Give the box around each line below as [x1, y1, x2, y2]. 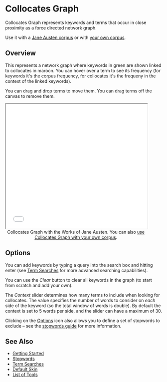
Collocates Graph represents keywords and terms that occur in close [5, 19, 147, 25]
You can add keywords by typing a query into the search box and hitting [5, 262, 153, 268]
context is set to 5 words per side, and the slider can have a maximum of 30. [5, 308, 163, 314]
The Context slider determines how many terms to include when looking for [5, 292, 161, 298]
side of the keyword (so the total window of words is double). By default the [5, 303, 161, 309]
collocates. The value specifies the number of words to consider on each [5, 297, 156, 303]
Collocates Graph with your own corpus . [34, 234, 118, 240]
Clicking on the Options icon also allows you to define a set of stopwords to [5, 318, 161, 324]
